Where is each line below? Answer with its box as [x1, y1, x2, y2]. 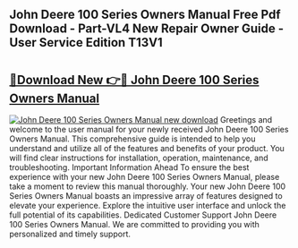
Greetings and [219, 115, 273, 124]
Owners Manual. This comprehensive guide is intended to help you [9, 133, 256, 144]
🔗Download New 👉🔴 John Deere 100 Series [9, 72, 260, 88]
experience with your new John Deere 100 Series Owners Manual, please [9, 172, 280, 182]
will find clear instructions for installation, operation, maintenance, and [9, 152, 268, 163]
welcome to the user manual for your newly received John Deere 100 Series [9, 124, 289, 134]
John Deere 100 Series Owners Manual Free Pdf [9, 7, 281, 22]
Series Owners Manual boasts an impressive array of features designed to [9, 191, 284, 201]
